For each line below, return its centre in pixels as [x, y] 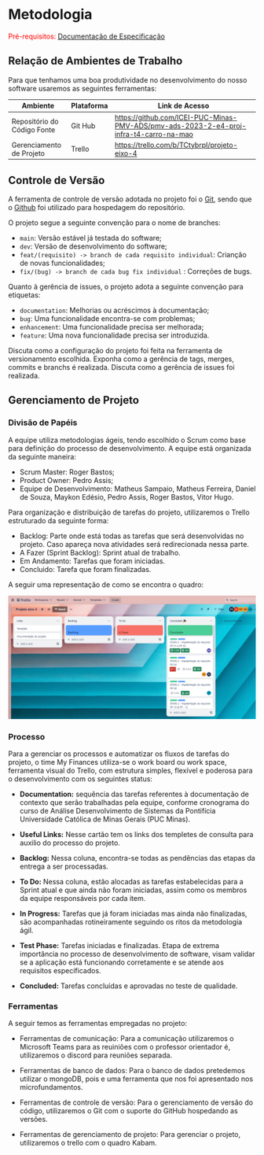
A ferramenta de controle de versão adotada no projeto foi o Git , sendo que [130, 199]
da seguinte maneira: [42, 456]
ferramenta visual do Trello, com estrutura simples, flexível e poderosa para [130, 771]
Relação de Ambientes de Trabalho [95, 61]
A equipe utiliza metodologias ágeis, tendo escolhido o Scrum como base [127, 440]
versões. [34, 1120]
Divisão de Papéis [43, 423]
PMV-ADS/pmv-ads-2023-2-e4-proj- [180, 125]
